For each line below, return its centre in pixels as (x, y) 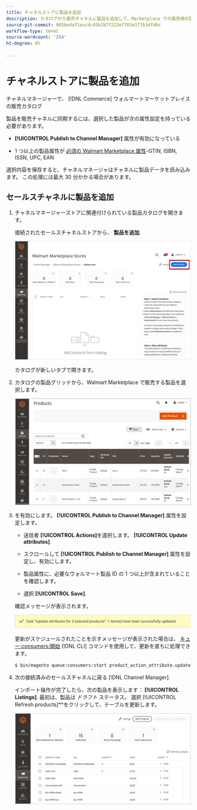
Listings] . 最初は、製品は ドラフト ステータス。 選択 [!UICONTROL (96, 697)
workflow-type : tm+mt (33, 31)
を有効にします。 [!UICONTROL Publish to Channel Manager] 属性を (98, 515)
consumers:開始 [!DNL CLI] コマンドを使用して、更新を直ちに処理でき (106, 646)
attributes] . (37, 541)
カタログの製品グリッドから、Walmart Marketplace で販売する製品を (98, 383)
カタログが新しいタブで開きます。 (55, 370)
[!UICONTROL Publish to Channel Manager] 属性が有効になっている (97, 138)
